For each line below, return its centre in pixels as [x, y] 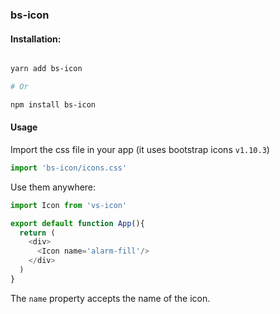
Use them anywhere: [53, 187]
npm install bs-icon [53, 104]
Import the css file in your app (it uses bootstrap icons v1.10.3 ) [140, 149]
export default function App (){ [77, 223]
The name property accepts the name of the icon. [110, 298]
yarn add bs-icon [46, 69]
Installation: [36, 39]
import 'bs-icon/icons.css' [69, 168]
